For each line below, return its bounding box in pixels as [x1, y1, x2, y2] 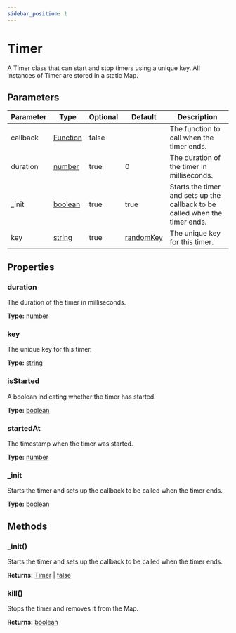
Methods [7, 520, 48, 532]
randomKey [125, 233, 164, 243]
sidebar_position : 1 [7, 10, 68, 18]
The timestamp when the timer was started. [7, 439, 133, 448]
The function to [169, 124, 221, 134]
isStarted [7, 376, 40, 386]
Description [177, 112, 218, 122]
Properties [7, 261, 55, 273]
